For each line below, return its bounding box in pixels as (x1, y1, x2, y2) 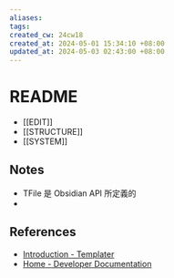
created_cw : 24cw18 (9, 30, 84, 39)
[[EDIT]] (22, 117, 53, 128)
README (9, 87, 78, 108)
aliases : (9, 13, 43, 23)
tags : (9, 22, 30, 31)
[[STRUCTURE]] (22, 127, 84, 138)
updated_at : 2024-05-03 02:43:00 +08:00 (9, 47, 166, 57)
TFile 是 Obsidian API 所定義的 (22, 188, 137, 199)
